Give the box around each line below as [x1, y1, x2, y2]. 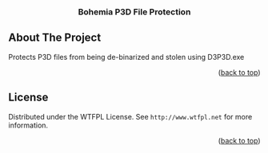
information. [8, 120, 49, 130]
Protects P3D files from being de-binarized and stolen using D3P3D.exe [8, 52, 245, 61]
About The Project [8, 31, 102, 45]
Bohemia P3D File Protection [78, 6, 191, 18]
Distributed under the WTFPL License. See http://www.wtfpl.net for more [8, 112, 253, 121]
